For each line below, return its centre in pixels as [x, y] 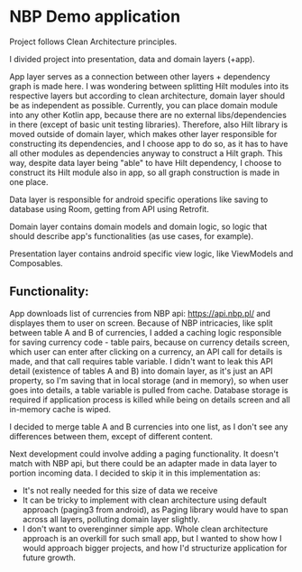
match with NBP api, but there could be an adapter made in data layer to [143, 463]
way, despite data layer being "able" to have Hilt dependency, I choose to [146, 162]
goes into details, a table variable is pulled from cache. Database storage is [149, 390]
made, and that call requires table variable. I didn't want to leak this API [141, 361]
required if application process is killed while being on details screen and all [150, 400]
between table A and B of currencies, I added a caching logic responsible [146, 332]
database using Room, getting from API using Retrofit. [109, 208]
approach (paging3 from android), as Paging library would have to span [155, 509]
